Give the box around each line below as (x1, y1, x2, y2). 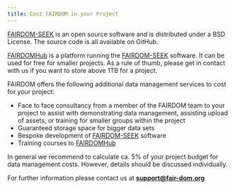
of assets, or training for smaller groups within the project (17, 116, 185, 125)
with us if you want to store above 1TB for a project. (7, 66, 158, 74)
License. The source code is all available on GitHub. (7, 37, 159, 46)
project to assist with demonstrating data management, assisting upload (17, 108, 229, 117)
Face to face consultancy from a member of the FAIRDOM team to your (17, 101, 225, 110)
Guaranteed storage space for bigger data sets (17, 123, 155, 132)
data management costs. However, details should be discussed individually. (7, 160, 228, 168)
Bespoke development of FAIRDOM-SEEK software (17, 131, 166, 139)
